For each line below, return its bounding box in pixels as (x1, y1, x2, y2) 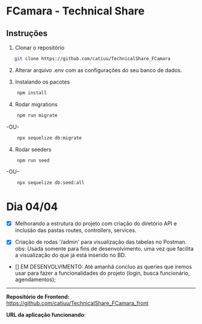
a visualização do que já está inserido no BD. (14, 251, 126, 259)
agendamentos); (14, 276, 56, 283)
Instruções (6, 28, 48, 38)
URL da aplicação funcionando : (6, 311, 86, 319)
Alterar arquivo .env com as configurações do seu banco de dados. (14, 66, 182, 73)
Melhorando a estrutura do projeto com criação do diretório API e (14, 220, 177, 227)
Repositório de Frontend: (6, 293, 70, 301)
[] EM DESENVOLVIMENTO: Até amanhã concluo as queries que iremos (14, 263, 192, 271)
